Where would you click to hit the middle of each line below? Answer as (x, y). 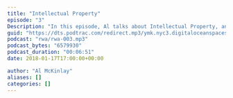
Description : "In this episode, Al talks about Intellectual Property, (113, 26)
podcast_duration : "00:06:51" (51, 52)
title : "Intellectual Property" (54, 13)
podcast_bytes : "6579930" (44, 46)
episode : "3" (26, 20)
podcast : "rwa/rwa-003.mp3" (48, 39)
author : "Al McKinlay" (40, 71)
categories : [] (29, 84)
